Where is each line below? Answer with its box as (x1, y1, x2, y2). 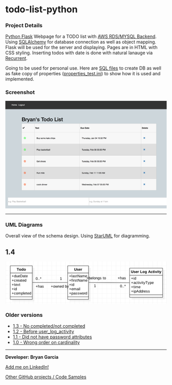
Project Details (5, 22, 42, 29)
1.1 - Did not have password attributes (12, 334, 92, 340)
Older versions (5, 311, 43, 318)
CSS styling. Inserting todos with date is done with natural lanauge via (5, 50, 153, 56)
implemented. (5, 76, 34, 82)
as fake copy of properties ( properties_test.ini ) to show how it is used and (5, 71, 161, 77)
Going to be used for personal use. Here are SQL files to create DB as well (5, 65, 162, 71)
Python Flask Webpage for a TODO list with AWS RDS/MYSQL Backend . (5, 33, 157, 39)
